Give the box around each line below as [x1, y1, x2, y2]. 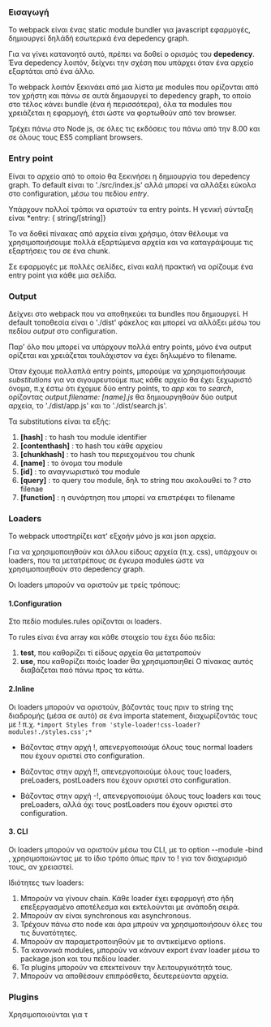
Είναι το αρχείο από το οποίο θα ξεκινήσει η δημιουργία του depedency [8, 171, 251, 181]
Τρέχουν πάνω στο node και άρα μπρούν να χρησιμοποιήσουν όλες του [19, 919, 263, 929]
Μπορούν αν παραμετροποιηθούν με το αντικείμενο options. [19, 936, 226, 946]
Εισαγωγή [8, 6, 50, 18]
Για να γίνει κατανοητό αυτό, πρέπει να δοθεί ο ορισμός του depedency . [8, 50, 256, 59]
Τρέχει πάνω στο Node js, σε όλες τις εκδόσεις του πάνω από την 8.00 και [8, 124, 260, 134]
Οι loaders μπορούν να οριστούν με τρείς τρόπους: [8, 580, 181, 590]
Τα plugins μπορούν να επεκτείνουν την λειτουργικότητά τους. [19, 962, 233, 972]
